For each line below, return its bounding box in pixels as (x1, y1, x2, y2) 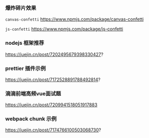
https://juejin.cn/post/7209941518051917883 (5, 102, 98, 108)
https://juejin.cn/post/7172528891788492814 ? (5, 77, 101, 83)
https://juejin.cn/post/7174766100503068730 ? (5, 127, 102, 133)
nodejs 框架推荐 (5, 39, 44, 46)
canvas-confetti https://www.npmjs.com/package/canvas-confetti (5, 16, 144, 22)
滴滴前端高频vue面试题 (5, 90, 61, 97)
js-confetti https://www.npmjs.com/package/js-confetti (5, 26, 123, 32)
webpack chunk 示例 (5, 115, 57, 122)
